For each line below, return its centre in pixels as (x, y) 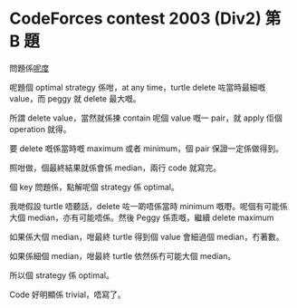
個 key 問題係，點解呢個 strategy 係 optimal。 (94, 187)
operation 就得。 (40, 129)
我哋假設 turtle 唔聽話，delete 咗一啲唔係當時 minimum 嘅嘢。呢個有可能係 (148, 206)
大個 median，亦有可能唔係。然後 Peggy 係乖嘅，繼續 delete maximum (142, 217)
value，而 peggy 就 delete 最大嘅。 (75, 98)
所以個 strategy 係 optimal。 (62, 275)
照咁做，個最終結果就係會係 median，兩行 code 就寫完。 (115, 168)
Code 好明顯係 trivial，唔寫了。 (68, 294)
